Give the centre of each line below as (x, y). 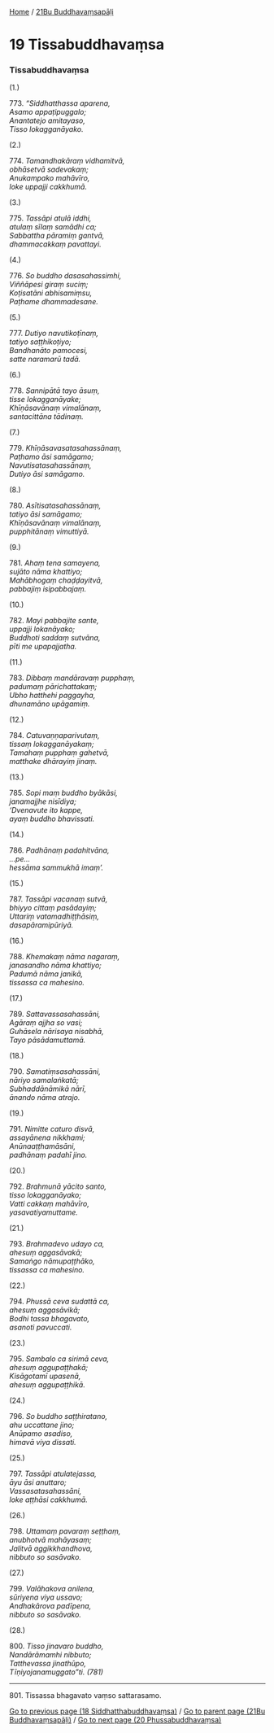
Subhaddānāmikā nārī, (48, 1089)
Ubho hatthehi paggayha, (52, 696)
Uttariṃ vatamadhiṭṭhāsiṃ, (54, 917)
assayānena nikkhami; (48, 1137)
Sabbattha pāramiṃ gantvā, (57, 236)
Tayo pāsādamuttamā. (48, 1040)
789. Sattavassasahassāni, (55, 1014)
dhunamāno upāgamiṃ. (50, 704)
